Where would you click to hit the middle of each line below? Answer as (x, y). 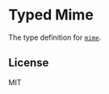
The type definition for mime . (55, 37)
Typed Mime (51, 15)
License (29, 63)
